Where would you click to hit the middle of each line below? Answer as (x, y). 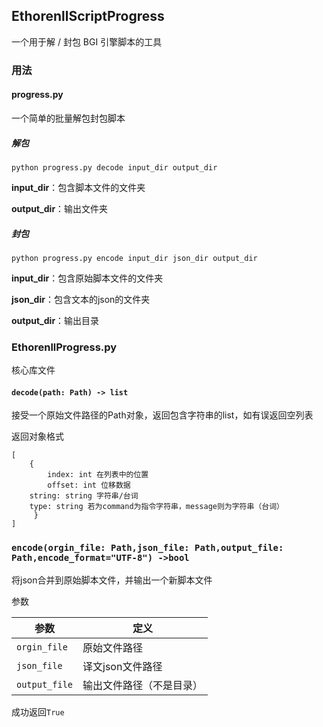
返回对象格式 (37, 436)
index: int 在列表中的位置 (98, 475)
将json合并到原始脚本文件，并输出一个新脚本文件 (112, 580)
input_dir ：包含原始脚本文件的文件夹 (87, 278)
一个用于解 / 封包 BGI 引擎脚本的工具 (87, 41)
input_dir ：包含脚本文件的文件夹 (78, 187)
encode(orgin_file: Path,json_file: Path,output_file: (147, 548)
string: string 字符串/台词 (84, 496)
